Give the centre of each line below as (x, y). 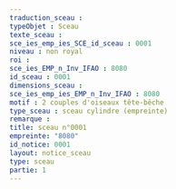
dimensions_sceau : (46, 85)
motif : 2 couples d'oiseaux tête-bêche (87, 102)
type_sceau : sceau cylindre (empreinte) (89, 111)
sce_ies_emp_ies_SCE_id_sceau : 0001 (81, 43)
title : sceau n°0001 (49, 128)
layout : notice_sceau (50, 153)
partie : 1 (28, 170)
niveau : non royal (46, 52)
